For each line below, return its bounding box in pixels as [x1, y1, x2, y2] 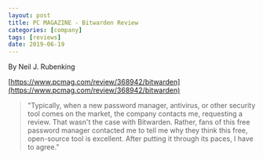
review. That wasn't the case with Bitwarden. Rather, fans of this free [27, 117, 250, 127]
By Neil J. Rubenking [8, 62, 76, 71]
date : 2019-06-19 [8, 41, 65, 49]
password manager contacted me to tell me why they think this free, [27, 126, 248, 136]
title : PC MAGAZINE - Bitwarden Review [8, 19, 139, 27]
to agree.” [27, 143, 60, 152]
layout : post [8, 11, 51, 20]
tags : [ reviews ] [8, 33, 61, 42]
